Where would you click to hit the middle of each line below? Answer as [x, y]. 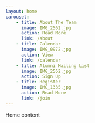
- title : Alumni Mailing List [53, 66]
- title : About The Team [46, 22]
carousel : [18, 17]
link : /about [37, 38]
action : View [37, 55]
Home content [23, 115]
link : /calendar [41, 60]
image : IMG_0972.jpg [46, 50]
